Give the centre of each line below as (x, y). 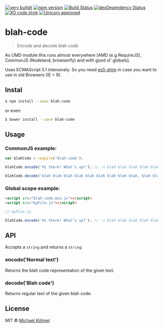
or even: (13, 110)
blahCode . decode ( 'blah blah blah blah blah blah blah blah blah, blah (78, 176)
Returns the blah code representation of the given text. (60, 270)
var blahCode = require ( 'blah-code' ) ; (44, 158)
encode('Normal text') (32, 260)
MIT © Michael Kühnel (27, 320)
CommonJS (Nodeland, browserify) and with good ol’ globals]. (67, 60)
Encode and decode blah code (48, 46)
